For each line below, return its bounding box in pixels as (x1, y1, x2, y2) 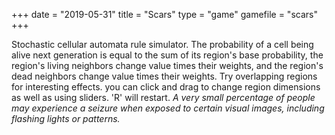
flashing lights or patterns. (11, 113, 121, 124)
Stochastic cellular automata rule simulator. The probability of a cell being (11, 39, 314, 50)
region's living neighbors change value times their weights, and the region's (11, 60, 324, 71)
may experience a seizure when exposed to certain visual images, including (11, 102, 325, 114)
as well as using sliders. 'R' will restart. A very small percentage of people (11, 92, 316, 103)
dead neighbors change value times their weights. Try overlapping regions (11, 70, 318, 82)
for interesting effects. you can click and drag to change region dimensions (11, 81, 321, 93)
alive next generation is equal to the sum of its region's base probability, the (11, 49, 324, 61)
